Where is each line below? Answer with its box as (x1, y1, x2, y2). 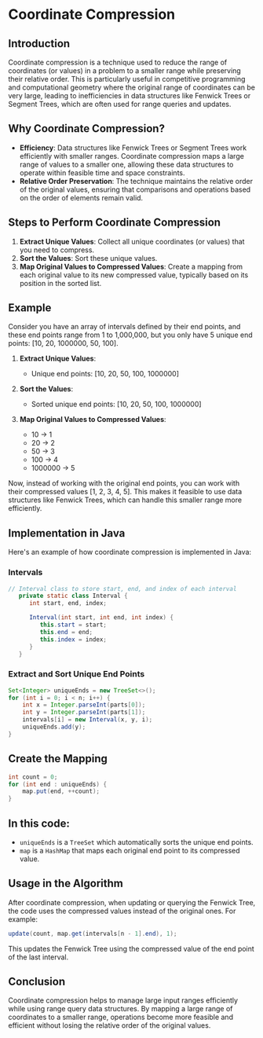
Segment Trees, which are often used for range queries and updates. (8, 100, 232, 108)
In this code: (8, 816, 71, 830)
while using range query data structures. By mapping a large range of (8, 1004, 233, 1014)
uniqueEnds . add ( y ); (22, 723, 86, 732)
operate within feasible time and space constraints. (19, 167, 186, 178)
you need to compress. (19, 245, 95, 255)
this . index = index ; (39, 635, 108, 644)
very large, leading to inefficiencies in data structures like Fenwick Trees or (8, 91, 251, 100)
